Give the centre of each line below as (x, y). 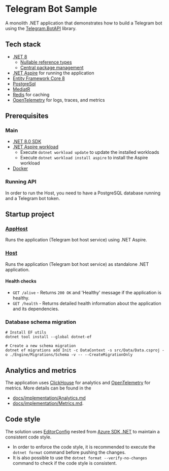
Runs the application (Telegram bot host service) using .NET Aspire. (76, 240)
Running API (21, 182)
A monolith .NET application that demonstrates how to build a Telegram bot (84, 23)
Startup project (30, 214)
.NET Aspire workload (36, 147)
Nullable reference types (46, 62)
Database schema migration (41, 322)
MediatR (21, 89)
